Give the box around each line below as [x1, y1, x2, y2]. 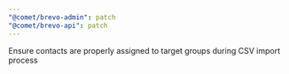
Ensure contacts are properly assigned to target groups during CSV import [8, 45, 281, 55]
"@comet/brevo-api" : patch [8, 21, 108, 30]
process [8, 55, 38, 65]
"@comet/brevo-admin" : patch [8, 12, 116, 22]
